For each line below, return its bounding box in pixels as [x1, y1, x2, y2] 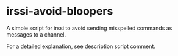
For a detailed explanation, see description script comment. [6, 43, 155, 50]
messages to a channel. [6, 30, 66, 38]
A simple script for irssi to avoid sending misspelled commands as [6, 24, 173, 32]
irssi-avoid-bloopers [6, 4, 113, 18]
